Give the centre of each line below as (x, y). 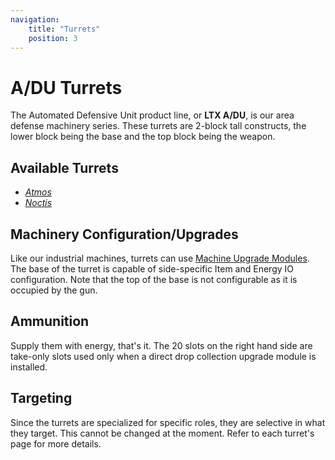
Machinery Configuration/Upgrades (124, 234)
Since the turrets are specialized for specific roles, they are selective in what (168, 422)
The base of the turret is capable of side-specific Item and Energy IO (152, 268)
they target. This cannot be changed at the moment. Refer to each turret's (162, 433)
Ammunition (50, 321)
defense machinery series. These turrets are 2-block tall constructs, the (158, 126)
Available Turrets (64, 167)
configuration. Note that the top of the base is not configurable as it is (154, 279)
